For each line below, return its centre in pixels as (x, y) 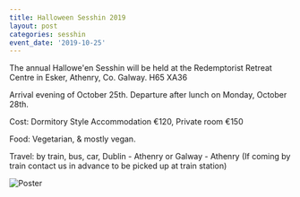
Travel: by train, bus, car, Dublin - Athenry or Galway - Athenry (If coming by (150, 157)
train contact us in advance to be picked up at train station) (118, 166)
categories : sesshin (48, 34)
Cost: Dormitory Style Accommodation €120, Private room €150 (126, 122)
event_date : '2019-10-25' (57, 43)
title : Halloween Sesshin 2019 (68, 17)
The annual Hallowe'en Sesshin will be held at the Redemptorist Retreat (141, 68)
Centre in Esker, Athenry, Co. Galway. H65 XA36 (99, 78)
